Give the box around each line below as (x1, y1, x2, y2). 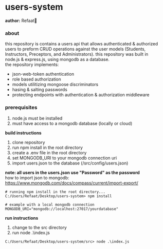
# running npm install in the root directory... (5, 189, 106, 194)
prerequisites (5, 104, 37, 111)
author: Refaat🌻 (5, 18, 37, 23)
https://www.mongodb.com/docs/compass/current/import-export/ (5, 180, 139, 186)
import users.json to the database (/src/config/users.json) (12, 160, 128, 166)
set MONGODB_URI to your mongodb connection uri (12, 155, 117, 161)
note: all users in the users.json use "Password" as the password (5, 169, 140, 175)
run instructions (5, 215, 38, 221)
